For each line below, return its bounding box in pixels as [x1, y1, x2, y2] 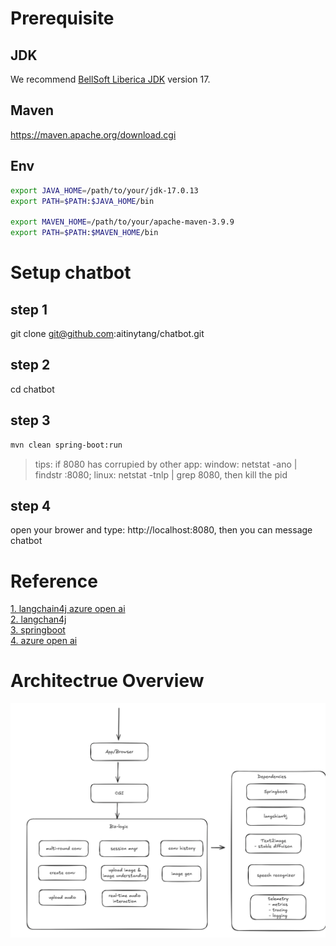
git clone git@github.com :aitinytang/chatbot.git [10, 328, 205, 339]
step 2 [10, 357, 51, 374]
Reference [10, 570, 98, 592]
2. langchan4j [10, 613, 67, 626]
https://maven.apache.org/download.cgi [10, 128, 177, 141]
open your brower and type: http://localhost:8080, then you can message [10, 524, 313, 536]
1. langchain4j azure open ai [10, 603, 126, 615]
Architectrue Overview [10, 670, 205, 692]
